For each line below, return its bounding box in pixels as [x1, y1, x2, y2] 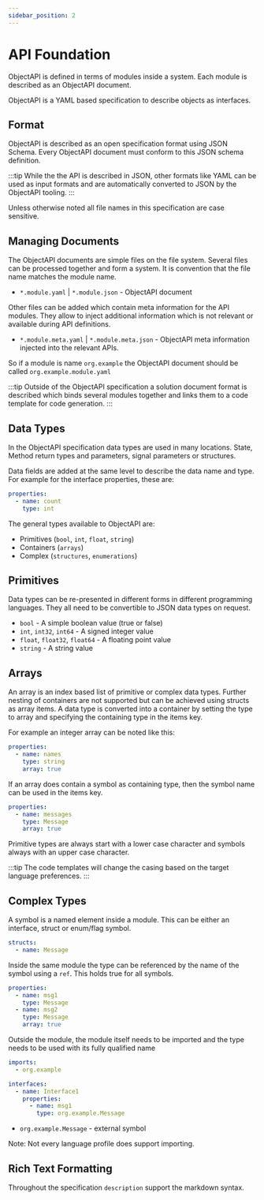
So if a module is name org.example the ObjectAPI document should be [8, 358, 239, 368]
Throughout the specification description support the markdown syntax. [8, 1183, 244, 1192]
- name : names [15, 750, 61, 758]
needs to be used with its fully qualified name [8, 1043, 156, 1053]
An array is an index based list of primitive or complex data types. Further [8, 687, 247, 697]
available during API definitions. [8, 320, 111, 329]
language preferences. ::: [8, 871, 90, 880]
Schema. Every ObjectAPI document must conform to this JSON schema [8, 148, 244, 157]
